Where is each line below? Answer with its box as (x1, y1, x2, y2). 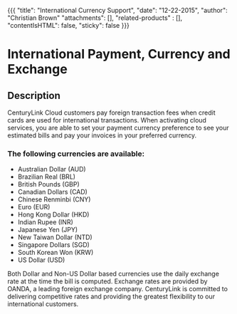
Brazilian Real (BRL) (17, 172, 76, 181)
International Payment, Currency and (7, 46, 231, 63)
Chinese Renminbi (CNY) (17, 195, 91, 204)
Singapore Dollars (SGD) (17, 241, 90, 249)
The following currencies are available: (7, 149, 145, 159)
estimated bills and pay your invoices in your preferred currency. (7, 131, 197, 140)
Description (7, 89, 60, 102)
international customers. (7, 300, 79, 308)
